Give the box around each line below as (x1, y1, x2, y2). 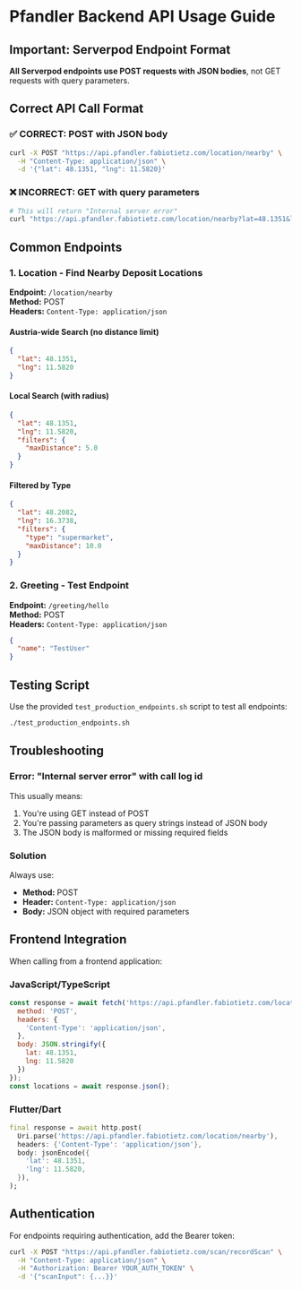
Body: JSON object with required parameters (21, 906, 190, 916)
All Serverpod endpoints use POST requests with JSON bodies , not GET (9, 65, 281, 76)
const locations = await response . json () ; (9, 1081, 170, 1090)
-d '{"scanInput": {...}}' (17, 1272, 118, 1282)
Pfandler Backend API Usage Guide (9, 6, 276, 27)
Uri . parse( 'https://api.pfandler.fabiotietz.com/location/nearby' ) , (17, 1131, 279, 1140)
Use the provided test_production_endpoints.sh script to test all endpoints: (9, 701, 288, 712)
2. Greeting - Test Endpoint (9, 580, 130, 592)
